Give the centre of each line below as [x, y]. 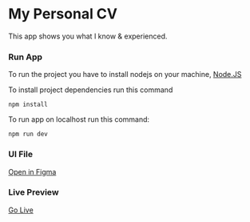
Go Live [21, 210]
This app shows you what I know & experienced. [88, 36]
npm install [28, 105]
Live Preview [34, 192]
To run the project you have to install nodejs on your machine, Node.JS [125, 75]
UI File [21, 155]
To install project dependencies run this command [91, 90]
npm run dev [28, 134]
